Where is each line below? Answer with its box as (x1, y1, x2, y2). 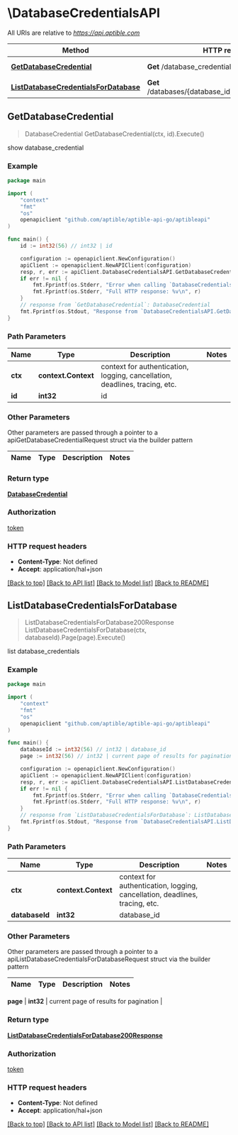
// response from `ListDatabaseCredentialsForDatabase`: (20, 811, 192, 819)
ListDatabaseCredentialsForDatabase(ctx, (24, 625, 147, 634)
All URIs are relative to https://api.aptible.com (7, 28, 140, 37)
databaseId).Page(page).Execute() (24, 633, 126, 642)
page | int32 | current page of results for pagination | (7, 997, 163, 1006)
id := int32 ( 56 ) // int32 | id (20, 243, 113, 250)
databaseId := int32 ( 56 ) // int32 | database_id (20, 746, 166, 753)
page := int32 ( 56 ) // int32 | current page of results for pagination (20, 752, 233, 760)
